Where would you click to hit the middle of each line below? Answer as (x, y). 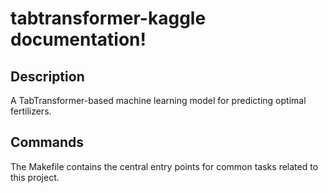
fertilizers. (31, 111)
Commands (47, 142)
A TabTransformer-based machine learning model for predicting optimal (158, 100)
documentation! (78, 39)
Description (47, 76)
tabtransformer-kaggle (108, 18)
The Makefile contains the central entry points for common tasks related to (164, 166)
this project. (35, 177)
